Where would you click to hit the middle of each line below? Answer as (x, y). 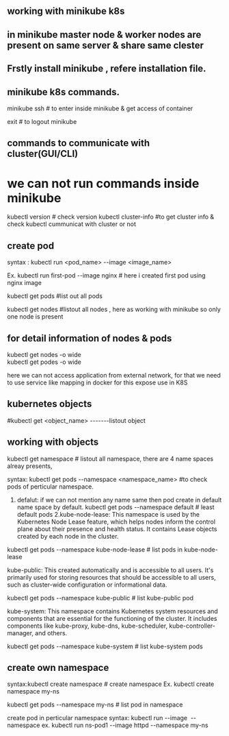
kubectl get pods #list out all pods (55, 296)
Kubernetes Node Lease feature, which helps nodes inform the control (116, 522)
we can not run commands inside (103, 183)
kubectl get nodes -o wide (44, 354)
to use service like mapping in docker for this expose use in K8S (97, 382)
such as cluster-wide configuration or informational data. (87, 585)
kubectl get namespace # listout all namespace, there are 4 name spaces (110, 458)
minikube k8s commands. (64, 92)
